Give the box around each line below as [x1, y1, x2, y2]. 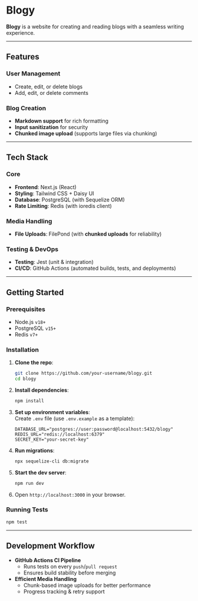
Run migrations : [14, 447, 55, 454]
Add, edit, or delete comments [14, 89, 88, 96]
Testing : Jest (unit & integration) [14, 259, 94, 266]
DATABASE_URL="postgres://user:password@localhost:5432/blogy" [14, 426, 174, 432]
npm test [6, 519, 28, 525]
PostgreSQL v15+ [14, 325, 56, 332]
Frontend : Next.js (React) [14, 183, 77, 190]
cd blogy [14, 376, 37, 382]
